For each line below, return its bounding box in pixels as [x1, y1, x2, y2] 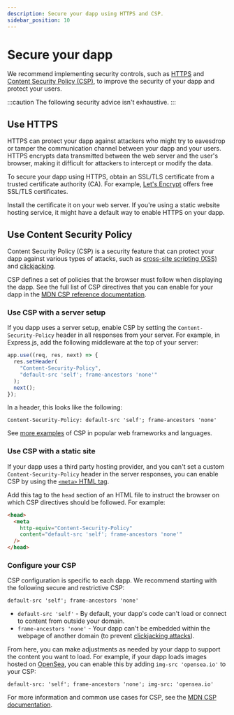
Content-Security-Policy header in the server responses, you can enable [7, 469, 219, 478]
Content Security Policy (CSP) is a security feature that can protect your [7, 247, 214, 255]
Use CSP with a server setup [7, 308, 106, 317]
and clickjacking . [7, 262, 56, 271]
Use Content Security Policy [7, 228, 133, 241]
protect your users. [7, 84, 63, 93]
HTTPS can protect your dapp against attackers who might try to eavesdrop [7, 137, 226, 145]
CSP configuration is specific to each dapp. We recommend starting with [7, 576, 217, 585]
